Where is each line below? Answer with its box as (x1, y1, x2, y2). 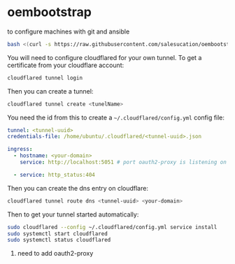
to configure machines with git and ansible (7, 27, 130, 36)
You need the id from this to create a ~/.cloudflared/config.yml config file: (7, 113, 225, 122)
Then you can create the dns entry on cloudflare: (7, 184, 149, 192)
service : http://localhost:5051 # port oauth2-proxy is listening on (20, 159, 227, 166)
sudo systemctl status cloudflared (7, 237, 111, 244)
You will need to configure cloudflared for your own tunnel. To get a (7, 53, 202, 61)
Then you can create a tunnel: (7, 87, 94, 95)
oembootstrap (7, 4, 92, 20)
